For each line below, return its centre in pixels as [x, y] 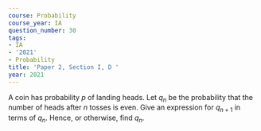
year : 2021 [26, 75]
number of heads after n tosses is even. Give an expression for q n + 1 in [125, 108]
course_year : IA [35, 23]
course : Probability [43, 15]
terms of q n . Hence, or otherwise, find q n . [76, 119]
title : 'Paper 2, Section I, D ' [64, 67]
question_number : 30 [43, 30]
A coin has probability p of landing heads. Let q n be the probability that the [130, 98]
